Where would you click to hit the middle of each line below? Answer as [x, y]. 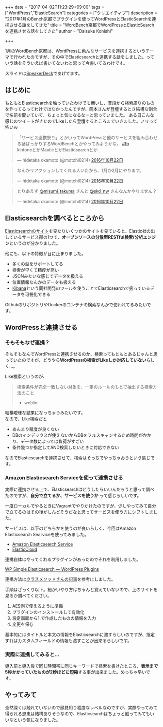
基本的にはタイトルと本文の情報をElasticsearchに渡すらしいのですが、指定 [80, 634]
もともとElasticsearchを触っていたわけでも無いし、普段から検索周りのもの [80, 103]
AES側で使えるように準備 [37, 606]
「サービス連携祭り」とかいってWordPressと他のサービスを [77, 137]
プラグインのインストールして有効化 [48, 612]
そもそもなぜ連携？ [27, 342]
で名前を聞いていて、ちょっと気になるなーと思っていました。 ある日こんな [80, 115]
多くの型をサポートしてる [38, 264]
